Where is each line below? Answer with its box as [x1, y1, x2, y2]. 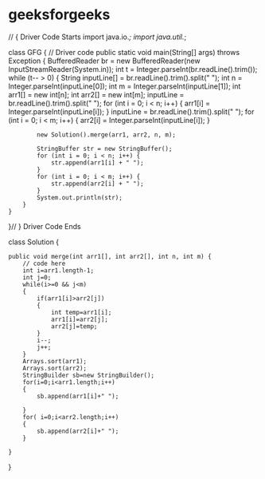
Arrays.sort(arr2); [22, 364, 88, 372]
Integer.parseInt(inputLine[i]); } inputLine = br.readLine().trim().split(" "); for [8, 106, 255, 117]
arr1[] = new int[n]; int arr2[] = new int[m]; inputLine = [8, 89, 185, 99]
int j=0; [22, 273, 52, 281]
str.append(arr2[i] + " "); [50, 180, 145, 188]
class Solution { [8, 237, 60, 247]
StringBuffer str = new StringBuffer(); [37, 144, 173, 152]
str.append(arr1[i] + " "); [50, 158, 145, 167]
